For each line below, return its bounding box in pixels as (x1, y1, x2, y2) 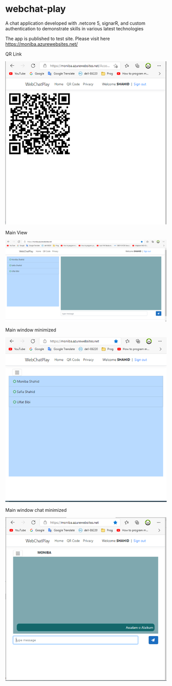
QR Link (5, 51, 22, 57)
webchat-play (5, 3, 66, 15)
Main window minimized (5, 327, 56, 333)
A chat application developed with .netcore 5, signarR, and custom (5, 20, 146, 26)
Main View (5, 229, 28, 235)
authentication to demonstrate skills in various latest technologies (5, 25, 144, 31)
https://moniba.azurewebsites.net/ (5, 41, 78, 47)
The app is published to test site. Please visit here (5, 35, 110, 42)
